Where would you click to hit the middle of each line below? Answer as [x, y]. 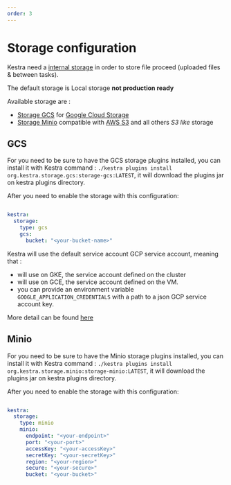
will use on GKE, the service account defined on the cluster [102, 274]
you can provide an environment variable [75, 289]
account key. [35, 304]
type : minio [37, 423]
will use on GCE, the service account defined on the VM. [98, 282]
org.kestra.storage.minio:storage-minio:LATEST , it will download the [106, 371]
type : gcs [34, 228]
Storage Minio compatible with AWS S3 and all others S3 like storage [115, 122]
